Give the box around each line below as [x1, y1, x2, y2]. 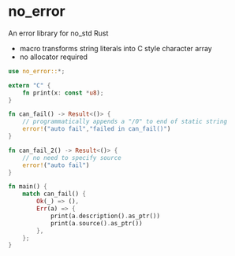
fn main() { [8, 183, 47, 191]
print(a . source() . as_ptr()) [50, 219, 144, 227]
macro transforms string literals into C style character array [19, 43, 213, 53]
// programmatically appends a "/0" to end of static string [22, 117, 227, 126]
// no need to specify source [22, 154, 122, 161]
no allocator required [19, 52, 88, 61]
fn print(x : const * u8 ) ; [22, 89, 104, 97]
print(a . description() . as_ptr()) [50, 212, 160, 220]
